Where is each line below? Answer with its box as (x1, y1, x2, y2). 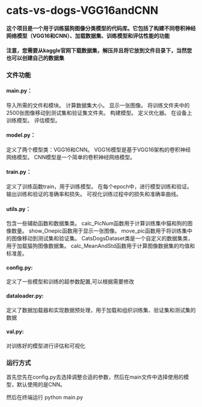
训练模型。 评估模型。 (6, 117, 61, 124)
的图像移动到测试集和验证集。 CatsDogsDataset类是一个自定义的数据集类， (6, 235, 194, 242)
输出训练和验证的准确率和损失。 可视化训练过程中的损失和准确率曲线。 (6, 190, 182, 197)
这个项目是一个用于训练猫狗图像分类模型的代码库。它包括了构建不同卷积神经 (6, 25, 196, 32)
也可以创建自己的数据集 (6, 55, 64, 62)
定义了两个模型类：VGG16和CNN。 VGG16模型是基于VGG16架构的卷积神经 (6, 145, 191, 153)
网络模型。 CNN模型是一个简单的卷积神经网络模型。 (6, 153, 136, 161)
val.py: (6, 328, 24, 335)
